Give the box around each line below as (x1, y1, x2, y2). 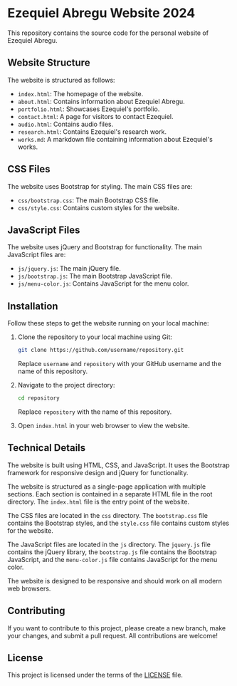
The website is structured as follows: (7, 76, 115, 84)
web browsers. (7, 584, 51, 593)
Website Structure (7, 57, 90, 69)
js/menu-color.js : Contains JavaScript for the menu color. (17, 279, 189, 288)
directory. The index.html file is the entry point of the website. (7, 497, 190, 506)
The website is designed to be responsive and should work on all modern (7, 576, 223, 585)
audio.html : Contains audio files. (17, 120, 114, 128)
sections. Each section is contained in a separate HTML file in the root (7, 489, 213, 498)
